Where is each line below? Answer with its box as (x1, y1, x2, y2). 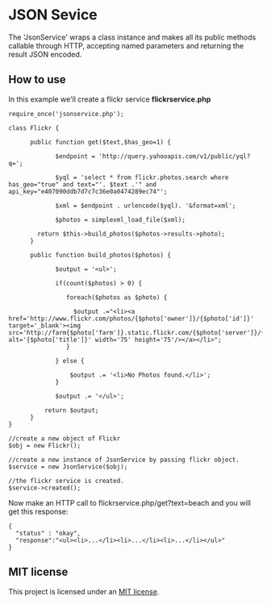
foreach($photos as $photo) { (65, 293, 168, 302)
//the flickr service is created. (8, 477, 125, 485)
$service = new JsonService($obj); (8, 462, 128, 471)
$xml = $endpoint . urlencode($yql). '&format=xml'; (55, 202, 236, 210)
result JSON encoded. (8, 49, 82, 59)
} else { (55, 356, 85, 364)
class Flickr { (8, 123, 60, 132)
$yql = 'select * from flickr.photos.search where (55, 173, 229, 181)
